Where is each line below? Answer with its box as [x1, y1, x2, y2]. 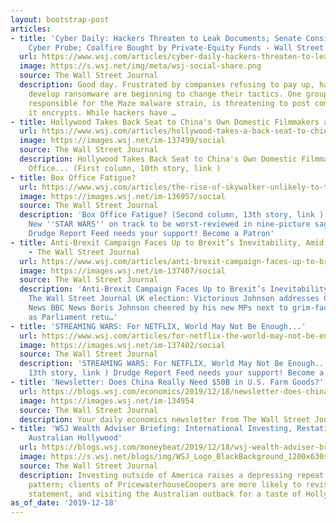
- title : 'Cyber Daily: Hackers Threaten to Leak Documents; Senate [10, 33, 302, 43]
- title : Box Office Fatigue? [10, 172, 137, 183]
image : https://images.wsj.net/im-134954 [19, 396, 195, 406]
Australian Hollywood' [28, 433, 123, 443]
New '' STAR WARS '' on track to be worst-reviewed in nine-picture [28, 219, 311, 230]
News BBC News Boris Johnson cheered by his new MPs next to [28, 303, 288, 313]
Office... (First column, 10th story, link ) [28, 163, 222, 173]
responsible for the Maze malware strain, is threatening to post [28, 98, 311, 108]
